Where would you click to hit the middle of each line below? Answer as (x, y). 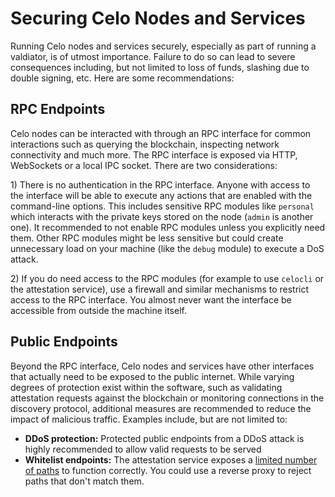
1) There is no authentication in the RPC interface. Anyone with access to (160, 184)
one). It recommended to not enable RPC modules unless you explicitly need (168, 227)
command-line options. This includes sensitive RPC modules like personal (162, 206)
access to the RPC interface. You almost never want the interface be (151, 299)
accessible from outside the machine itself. (98, 310)
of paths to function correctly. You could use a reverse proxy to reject (168, 470)
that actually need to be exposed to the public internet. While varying (152, 376)
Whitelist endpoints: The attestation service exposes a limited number (171, 459)
